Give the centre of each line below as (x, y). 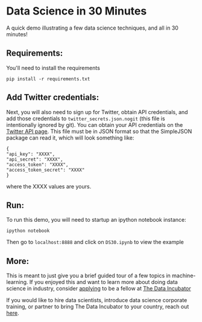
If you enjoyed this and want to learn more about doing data (103, 282)
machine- (184, 275)
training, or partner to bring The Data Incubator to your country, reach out (98, 307)
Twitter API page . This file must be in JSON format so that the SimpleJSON (99, 131)
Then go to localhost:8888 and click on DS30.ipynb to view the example (95, 242)
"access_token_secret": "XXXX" (46, 170)
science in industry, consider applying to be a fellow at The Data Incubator (99, 289)
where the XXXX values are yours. (49, 186)
